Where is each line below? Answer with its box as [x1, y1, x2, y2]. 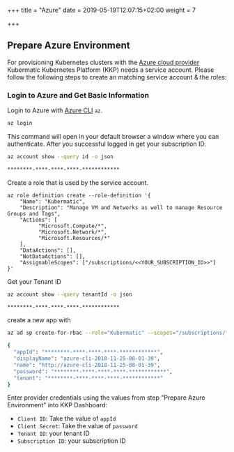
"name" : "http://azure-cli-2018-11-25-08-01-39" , [13, 361, 160, 368]
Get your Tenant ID [7, 277, 61, 285]
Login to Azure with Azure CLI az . [7, 106, 103, 114]
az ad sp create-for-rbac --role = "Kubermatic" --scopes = [7, 329, 176, 337]
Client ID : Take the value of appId [17, 414, 116, 423]
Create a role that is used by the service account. [7, 178, 148, 187]
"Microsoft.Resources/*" [38, 234, 111, 241]
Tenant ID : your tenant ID [17, 429, 91, 438]
